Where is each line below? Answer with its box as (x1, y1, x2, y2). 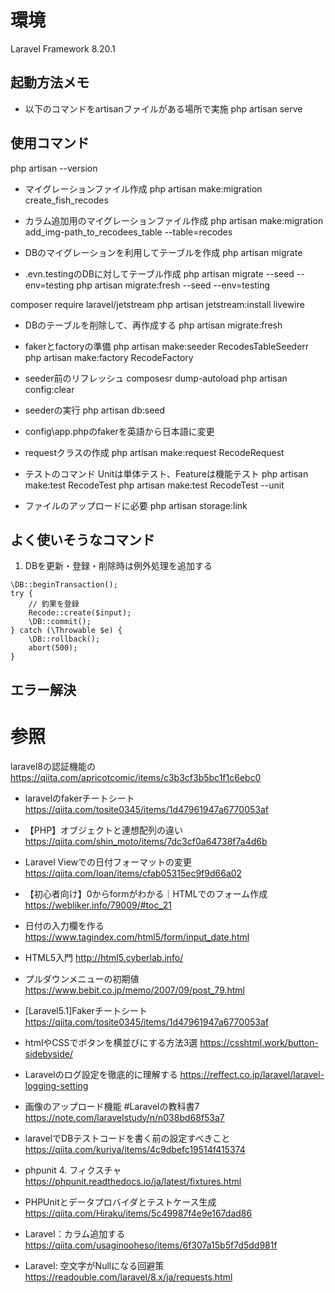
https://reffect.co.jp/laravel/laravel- (179, 1068, 325, 1080)
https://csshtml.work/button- (199, 1036, 319, 1048)
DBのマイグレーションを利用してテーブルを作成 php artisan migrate (24, 246, 303, 258)
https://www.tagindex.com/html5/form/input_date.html (24, 931, 250, 943)
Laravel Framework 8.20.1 (10, 42, 116, 55)
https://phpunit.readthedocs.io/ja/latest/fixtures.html (24, 1175, 242, 1187)
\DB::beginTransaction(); (10, 580, 118, 590)
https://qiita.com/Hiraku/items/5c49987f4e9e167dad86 (24, 1207, 253, 1219)
